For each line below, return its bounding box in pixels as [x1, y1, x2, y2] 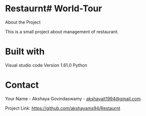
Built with [5, 46, 45, 57]
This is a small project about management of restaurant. [5, 29, 119, 34]
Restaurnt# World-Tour [5, 3, 102, 14]
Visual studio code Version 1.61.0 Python [5, 62, 88, 68]
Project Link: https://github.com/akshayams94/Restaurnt [5, 105, 121, 111]
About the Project [5, 19, 41, 25]
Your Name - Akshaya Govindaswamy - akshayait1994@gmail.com [5, 95, 141, 101]
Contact [5, 80, 39, 91]
